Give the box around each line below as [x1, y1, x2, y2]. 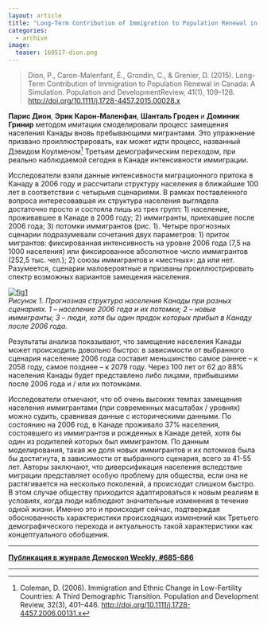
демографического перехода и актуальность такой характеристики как [8, 521, 253, 530]
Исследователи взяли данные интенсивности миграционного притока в [8, 170, 253, 180]
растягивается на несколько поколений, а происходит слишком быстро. [8, 479, 256, 488]
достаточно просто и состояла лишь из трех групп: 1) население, [8, 204, 230, 213]
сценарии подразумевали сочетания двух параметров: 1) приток [8, 229, 230, 239]
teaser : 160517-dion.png [15, 49, 98, 57]
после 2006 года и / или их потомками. [8, 379, 142, 389]
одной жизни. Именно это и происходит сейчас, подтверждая [8, 504, 221, 514]
